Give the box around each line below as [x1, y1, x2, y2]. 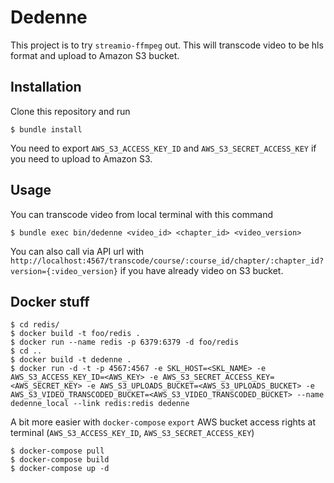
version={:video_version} [10, 266, 118, 276]
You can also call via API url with [10, 245, 145, 257]
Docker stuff [10, 293, 90, 310]
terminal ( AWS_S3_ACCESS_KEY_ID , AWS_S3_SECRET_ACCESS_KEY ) [10, 427, 255, 439]
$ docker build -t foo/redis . [10, 329, 141, 339]
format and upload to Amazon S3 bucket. [10, 49, 180, 61]
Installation [10, 79, 82, 96]
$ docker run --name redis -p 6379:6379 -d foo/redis [10, 337, 240, 348]
